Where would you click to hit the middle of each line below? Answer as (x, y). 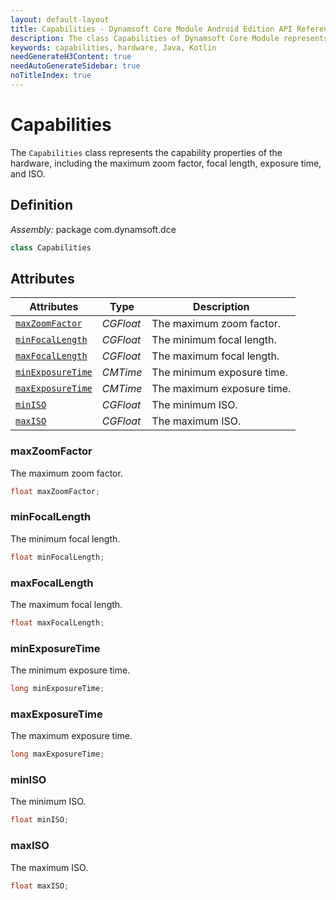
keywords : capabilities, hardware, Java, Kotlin (113, 47)
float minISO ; (40, 820)
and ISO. (28, 173)
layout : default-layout (60, 19)
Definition (41, 205)
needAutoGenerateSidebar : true (75, 66)
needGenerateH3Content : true (71, 57)
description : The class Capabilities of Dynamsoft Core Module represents (169, 38)
